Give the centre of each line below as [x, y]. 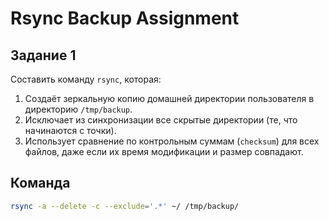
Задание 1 [43, 55]
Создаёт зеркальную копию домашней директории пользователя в [169, 98]
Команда [40, 183]
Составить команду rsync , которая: [86, 79]
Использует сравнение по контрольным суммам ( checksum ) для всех [172, 141]
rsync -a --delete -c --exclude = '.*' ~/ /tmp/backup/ [125, 206]
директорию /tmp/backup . [78, 109]
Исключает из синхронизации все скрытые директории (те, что [161, 120]
